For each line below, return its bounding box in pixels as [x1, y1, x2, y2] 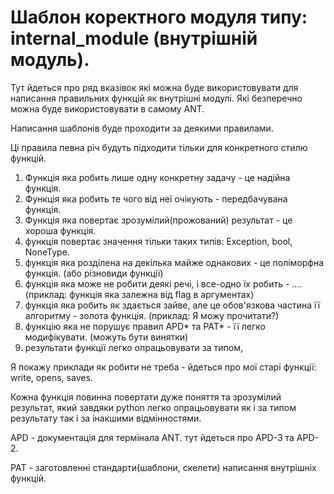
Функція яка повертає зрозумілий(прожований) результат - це [24, 214, 293, 226]
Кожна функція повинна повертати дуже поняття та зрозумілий [10, 391, 282, 403]
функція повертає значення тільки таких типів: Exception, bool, [24, 235, 293, 247]
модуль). [10, 49, 90, 71]
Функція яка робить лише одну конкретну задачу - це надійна [24, 171, 291, 183]
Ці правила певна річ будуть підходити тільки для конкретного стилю [10, 141, 308, 153]
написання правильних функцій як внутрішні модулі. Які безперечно [10, 92, 303, 104]
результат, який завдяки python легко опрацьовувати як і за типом [10, 401, 297, 413]
